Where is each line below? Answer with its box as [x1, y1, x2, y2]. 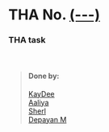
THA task [8, 35, 46, 46]
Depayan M [27, 114, 67, 124]
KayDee [27, 89, 55, 98]
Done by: [27, 71, 60, 81]
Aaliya [27, 97, 49, 107]
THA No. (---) [8, 6, 101, 24]
